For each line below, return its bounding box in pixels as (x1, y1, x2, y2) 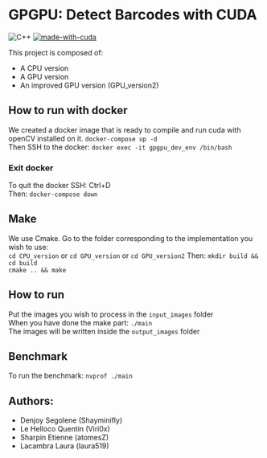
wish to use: (8, 242, 49, 251)
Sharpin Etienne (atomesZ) (19, 432, 109, 443)
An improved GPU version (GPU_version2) (19, 80, 159, 90)
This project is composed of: (8, 47, 104, 57)
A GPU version (19, 72, 69, 81)
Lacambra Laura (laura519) (19, 441, 110, 451)
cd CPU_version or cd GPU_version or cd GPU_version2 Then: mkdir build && (8, 251, 259, 260)
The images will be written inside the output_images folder (8, 326, 200, 336)
